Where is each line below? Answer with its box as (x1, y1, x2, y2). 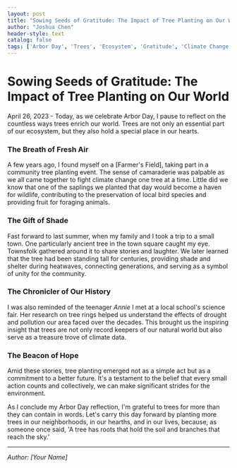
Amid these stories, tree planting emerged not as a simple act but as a (7, 366, 211, 375)
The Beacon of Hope (7, 350, 79, 360)
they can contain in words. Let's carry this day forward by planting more (7, 410, 217, 419)
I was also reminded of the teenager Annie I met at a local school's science (7, 303, 226, 311)
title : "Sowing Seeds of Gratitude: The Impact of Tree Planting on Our (7, 17, 226, 24)
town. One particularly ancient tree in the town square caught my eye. (7, 239, 210, 248)
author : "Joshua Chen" (7, 23, 74, 30)
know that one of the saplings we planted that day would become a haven (7, 183, 222, 191)
